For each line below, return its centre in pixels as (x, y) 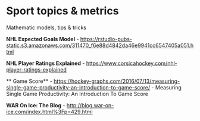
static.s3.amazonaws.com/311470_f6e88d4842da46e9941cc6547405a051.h (100, 45)
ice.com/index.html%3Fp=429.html (50, 111)
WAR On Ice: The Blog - (36, 105)
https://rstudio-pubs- (106, 39)
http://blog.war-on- (90, 105)
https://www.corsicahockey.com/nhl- (132, 63)
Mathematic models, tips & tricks (46, 27)
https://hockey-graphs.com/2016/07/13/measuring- (117, 81)
